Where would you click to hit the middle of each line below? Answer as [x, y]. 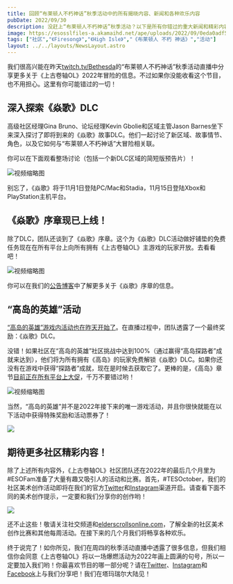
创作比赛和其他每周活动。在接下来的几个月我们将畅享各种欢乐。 [98, 533]
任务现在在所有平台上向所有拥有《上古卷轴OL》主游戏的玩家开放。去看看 [112, 247]
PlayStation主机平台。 [38, 196]
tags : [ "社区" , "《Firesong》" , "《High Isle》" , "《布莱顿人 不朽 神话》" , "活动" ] [112, 40]
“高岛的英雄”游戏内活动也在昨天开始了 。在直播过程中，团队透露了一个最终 [113, 327]
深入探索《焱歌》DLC [53, 108]
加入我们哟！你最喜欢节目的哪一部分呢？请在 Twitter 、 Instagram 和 [113, 565]
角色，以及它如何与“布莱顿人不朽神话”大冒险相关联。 [83, 143]
